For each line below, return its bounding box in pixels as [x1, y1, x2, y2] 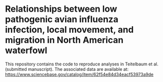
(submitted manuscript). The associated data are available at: [5, 66, 129, 72]
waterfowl [5, 45, 47, 56]
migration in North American [5, 35, 124, 46]
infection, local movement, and [5, 24, 134, 35]
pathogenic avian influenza [5, 14, 118, 25]
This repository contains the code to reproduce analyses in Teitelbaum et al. [5, 61, 159, 67]
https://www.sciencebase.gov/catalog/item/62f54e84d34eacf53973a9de [5, 71, 154, 77]
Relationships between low [5, 3, 117, 15]
